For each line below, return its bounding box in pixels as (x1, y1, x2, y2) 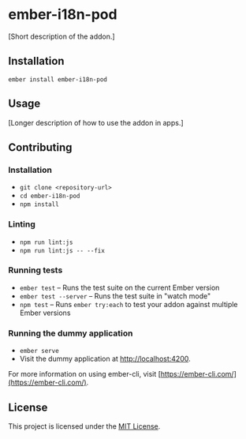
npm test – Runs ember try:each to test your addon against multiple (19, 299, 238, 309)
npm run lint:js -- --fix (19, 246, 105, 254)
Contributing (8, 141, 73, 154)
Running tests (8, 265, 63, 276)
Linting (8, 219, 35, 230)
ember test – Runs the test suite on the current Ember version (19, 283, 220, 292)
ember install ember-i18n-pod (8, 75, 108, 84)
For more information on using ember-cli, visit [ (8, 370, 162, 379)
